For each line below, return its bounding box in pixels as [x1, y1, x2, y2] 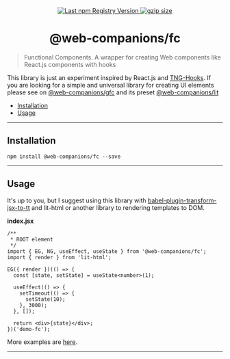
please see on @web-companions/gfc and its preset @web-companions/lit [7, 88, 219, 96]
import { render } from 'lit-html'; [7, 254, 112, 261]
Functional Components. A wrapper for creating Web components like [23, 53, 221, 61]
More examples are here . [7, 338, 77, 346]
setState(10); [25, 295, 66, 303]
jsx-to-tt [7, 203, 30, 211]
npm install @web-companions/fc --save [7, 153, 121, 160]
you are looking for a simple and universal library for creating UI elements [7, 81, 214, 89]
